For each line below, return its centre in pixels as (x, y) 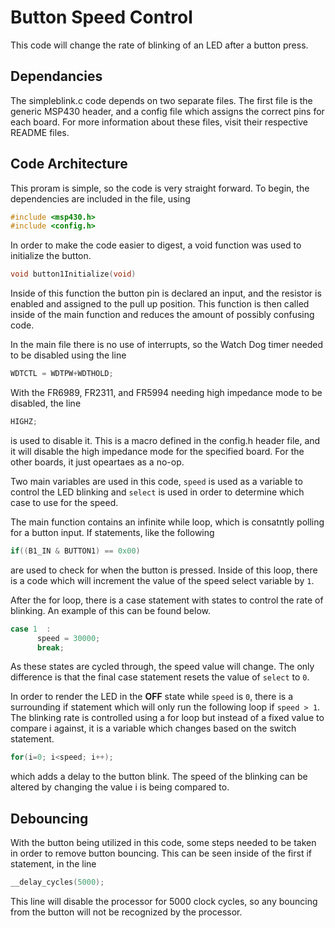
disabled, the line (46, 403)
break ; (50, 647)
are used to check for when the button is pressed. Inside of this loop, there (164, 570)
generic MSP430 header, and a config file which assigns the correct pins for (167, 111)
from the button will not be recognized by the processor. (126, 912)
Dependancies (56, 76)
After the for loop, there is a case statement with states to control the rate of (167, 600)
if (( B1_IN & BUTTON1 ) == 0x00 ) (75, 551)
